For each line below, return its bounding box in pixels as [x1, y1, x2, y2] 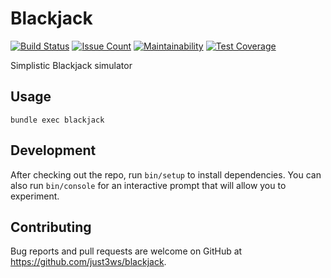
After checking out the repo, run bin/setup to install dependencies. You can [10, 168, 322, 181]
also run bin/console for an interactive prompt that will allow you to [10, 179, 287, 191]
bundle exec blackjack [10, 115, 105, 125]
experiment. [10, 190, 60, 202]
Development [10, 142, 97, 159]
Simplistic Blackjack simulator [10, 59, 133, 71]
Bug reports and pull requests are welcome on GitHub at [10, 245, 243, 257]
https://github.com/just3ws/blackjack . [10, 256, 167, 268]
